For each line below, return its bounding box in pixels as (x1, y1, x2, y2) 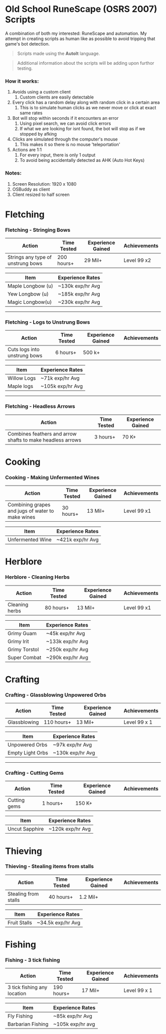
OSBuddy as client (12, 186, 50, 192)
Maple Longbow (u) (7, 283, 53, 290)
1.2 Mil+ (79, 893, 99, 900)
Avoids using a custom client (12, 89, 71, 95)
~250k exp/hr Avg (46, 646, 88, 653)
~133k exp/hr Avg (46, 638, 88, 644)
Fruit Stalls (7, 919, 32, 926)
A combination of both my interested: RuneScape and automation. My (5, 30, 147, 36)
